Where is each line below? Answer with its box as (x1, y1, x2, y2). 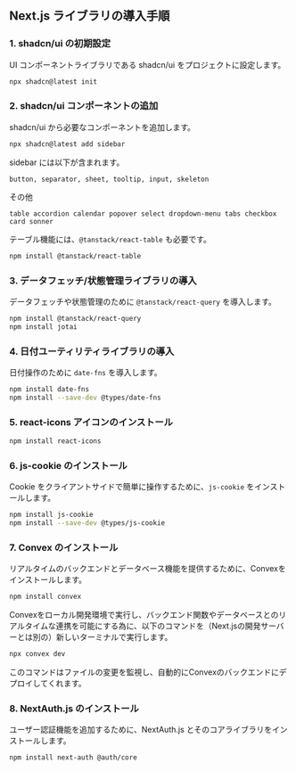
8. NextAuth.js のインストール (9, 702, 140, 715)
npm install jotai (9, 322, 78, 332)
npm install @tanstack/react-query (9, 314, 142, 323)
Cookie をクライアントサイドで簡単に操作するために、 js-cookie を (9, 481, 255, 492)
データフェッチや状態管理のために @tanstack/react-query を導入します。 (9, 296, 276, 307)
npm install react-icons (9, 437, 102, 446)
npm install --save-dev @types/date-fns (9, 393, 162, 402)
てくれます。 (39, 677, 86, 688)
